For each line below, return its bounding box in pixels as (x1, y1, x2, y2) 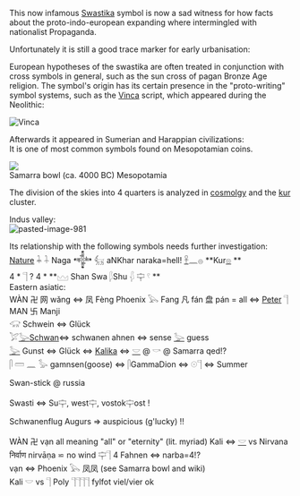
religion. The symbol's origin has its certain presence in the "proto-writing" (9, 81, 286, 90)
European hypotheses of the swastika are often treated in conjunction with (9, 62, 285, 72)
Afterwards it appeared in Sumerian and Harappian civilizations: (9, 134, 244, 144)
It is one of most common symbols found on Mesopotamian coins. (9, 143, 253, 154)
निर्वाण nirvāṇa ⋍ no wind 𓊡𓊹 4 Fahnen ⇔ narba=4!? (9, 449, 201, 460)
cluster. (9, 197, 38, 207)
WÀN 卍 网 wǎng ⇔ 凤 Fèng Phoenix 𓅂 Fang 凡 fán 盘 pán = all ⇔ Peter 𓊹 (9, 295, 289, 304)
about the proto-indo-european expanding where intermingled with (9, 17, 257, 28)
